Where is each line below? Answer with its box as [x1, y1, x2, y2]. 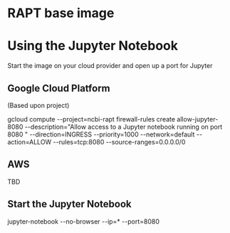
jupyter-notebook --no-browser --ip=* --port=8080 [7, 217, 160, 226]
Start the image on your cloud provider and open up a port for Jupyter [7, 61, 213, 70]
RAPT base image [7, 5, 115, 21]
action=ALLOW [7, 137, 52, 146]
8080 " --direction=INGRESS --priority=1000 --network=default [7, 130, 195, 139]
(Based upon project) [7, 101, 70, 109]
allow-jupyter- [177, 114, 219, 123]
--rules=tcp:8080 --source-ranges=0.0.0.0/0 [53, 137, 186, 146]
